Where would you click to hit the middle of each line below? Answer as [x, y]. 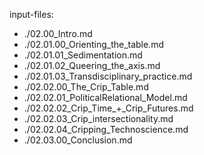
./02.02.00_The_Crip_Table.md [86, 87]
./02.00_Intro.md [58, 33]
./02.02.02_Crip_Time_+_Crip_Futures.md [108, 108]
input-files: [31, 14]
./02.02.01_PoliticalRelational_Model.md [105, 97]
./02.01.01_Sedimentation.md [83, 55]
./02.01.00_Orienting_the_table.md [94, 44]
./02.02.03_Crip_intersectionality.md [98, 118]
